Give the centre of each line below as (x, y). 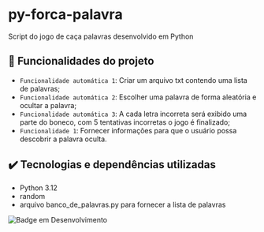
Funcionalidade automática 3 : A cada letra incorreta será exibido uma (133, 114)
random (32, 196)
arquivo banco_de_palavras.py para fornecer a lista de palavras (123, 204)
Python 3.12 (38, 188)
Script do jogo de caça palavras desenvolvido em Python (101, 36)
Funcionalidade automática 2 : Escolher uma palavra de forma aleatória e (138, 97)
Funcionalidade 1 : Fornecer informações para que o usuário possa (128, 130)
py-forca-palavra (66, 15)
